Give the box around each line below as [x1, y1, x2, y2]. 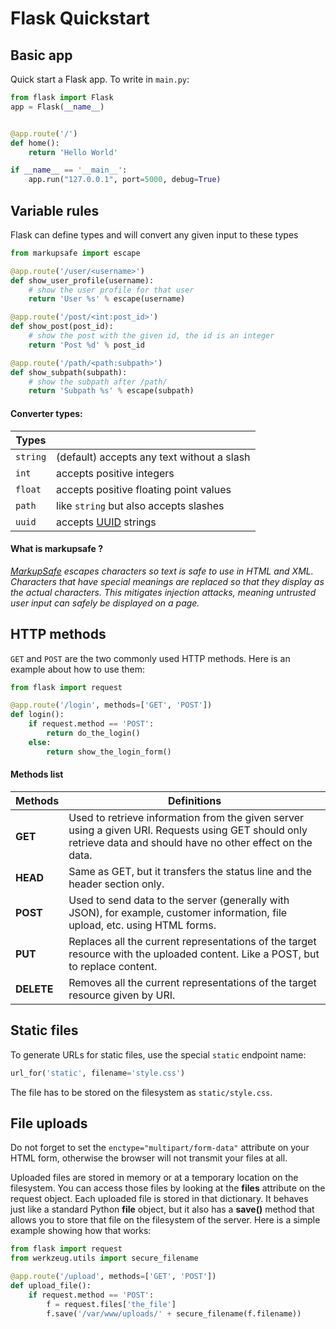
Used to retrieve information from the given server [68, 810, 305, 824]
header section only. [68, 877, 165, 891]
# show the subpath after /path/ [28, 377, 168, 387]
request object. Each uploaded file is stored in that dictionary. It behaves [10, 1193, 309, 1205]
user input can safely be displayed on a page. [10, 597, 200, 609]
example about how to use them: [10, 663, 145, 675]
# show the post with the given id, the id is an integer [28, 331, 275, 341]
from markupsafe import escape [10, 248, 141, 258]
